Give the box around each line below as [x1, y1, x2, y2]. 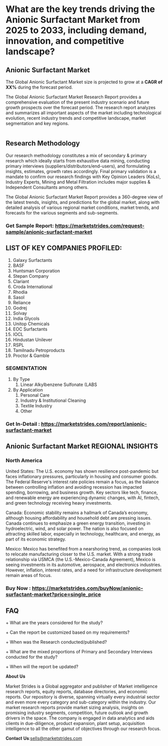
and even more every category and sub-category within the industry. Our [5, 699, 157, 705]
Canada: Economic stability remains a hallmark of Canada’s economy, [5, 510, 149, 516]
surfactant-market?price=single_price [5, 591, 101, 598]
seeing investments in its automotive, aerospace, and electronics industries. [5, 562, 162, 568]
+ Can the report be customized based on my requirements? [5, 629, 130, 635]
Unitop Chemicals [12, 321, 50, 327]
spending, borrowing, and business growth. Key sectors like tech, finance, [5, 490, 158, 496]
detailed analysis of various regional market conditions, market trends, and [5, 204, 159, 210]
